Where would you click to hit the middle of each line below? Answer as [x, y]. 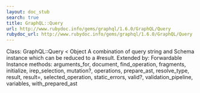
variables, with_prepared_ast [42, 84]
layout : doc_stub [28, 12]
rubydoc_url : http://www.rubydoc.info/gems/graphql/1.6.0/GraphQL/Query [99, 34]
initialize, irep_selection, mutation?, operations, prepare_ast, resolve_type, [98, 71]
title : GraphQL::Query [35, 23]
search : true [23, 18]
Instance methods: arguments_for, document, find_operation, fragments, [96, 65]
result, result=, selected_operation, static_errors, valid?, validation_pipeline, [100, 77]
